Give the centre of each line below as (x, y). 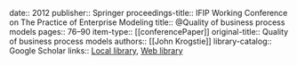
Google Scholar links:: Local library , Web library (96, 51)
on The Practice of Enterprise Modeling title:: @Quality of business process (147, 22)
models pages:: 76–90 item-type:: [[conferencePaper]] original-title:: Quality (149, 32)
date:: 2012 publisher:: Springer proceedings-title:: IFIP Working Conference (148, 13)
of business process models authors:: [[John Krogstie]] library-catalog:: (141, 41)
